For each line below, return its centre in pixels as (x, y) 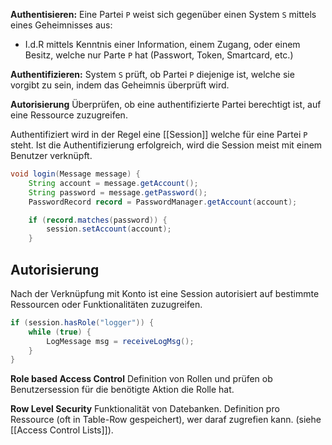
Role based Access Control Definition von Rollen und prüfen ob (141, 379)
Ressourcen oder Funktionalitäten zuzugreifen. (106, 304)
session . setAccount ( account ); (109, 229)
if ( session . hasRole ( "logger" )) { (82, 322)
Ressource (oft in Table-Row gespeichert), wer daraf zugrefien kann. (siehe (166, 420)
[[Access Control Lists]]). (62, 430)
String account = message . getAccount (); (113, 183)
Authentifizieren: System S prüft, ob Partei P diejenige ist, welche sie (152, 74)
